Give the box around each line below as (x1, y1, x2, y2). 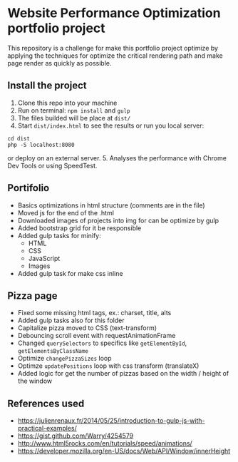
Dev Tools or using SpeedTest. (7, 161, 98, 170)
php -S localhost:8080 (7, 141, 75, 148)
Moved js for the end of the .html (17, 208, 114, 217)
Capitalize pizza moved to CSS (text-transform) (17, 324, 157, 332)
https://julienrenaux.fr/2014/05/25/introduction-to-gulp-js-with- (17, 416, 205, 425)
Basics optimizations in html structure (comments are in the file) (17, 201, 205, 210)
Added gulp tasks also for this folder (17, 316, 125, 325)
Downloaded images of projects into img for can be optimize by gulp (17, 216, 219, 225)
